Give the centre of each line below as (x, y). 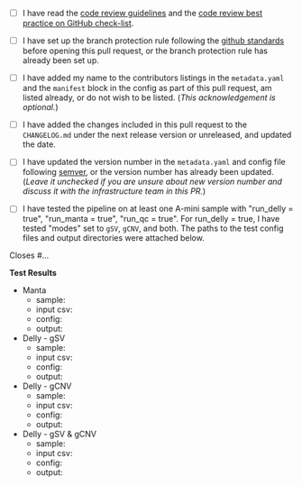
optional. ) (40, 107)
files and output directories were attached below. (113, 238)
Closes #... (29, 255)
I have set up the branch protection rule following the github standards (153, 41)
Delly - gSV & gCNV (59, 434)
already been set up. (60, 60)
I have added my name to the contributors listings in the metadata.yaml (153, 78)
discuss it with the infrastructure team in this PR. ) (114, 191)
